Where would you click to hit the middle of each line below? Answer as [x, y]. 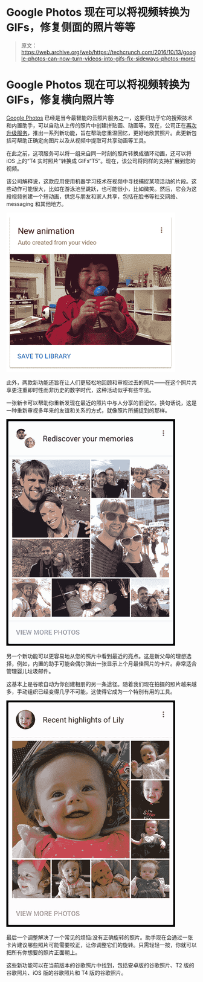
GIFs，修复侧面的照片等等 [71, 27]
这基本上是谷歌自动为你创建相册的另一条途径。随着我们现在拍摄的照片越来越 [101, 684]
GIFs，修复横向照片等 [60, 100]
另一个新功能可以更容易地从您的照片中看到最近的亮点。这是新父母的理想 [96, 656]
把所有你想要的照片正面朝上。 [43, 952]
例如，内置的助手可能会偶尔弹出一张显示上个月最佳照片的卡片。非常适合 [107, 663]
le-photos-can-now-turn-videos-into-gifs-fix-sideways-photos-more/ [108, 59]
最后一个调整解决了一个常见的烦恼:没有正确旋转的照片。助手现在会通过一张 [100, 937]
